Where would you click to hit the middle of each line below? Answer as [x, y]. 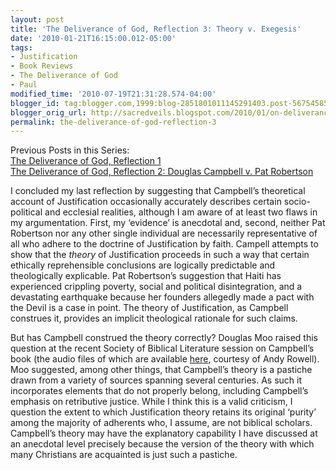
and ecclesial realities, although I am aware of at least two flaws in [181, 212]
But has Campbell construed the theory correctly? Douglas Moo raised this [164, 338]
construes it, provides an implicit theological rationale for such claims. [154, 318]
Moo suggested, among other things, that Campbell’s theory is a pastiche [161, 370]
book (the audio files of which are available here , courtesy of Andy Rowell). [165, 359]
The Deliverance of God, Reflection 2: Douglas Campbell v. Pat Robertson [162, 172]
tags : [21, 47]
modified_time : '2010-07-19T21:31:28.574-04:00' [113, 94]
